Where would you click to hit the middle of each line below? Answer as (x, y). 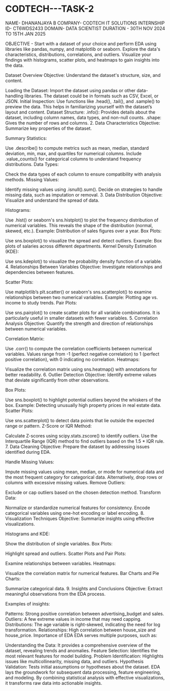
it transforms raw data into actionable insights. (54, 683)
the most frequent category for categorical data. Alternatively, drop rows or (84, 477)
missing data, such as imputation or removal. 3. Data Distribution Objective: (84, 195)
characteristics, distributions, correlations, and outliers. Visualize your (78, 54)
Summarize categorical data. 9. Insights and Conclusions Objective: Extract (84, 588)
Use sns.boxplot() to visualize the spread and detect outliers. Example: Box (84, 240)
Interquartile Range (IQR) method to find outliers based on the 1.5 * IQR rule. (85, 441)
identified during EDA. (28, 452)
